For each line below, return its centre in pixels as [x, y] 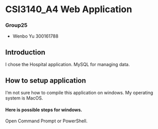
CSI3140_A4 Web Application [69, 9]
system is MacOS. [24, 98]
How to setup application [46, 80]
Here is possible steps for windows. [44, 110]
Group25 [17, 25]
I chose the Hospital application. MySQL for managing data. [68, 64]
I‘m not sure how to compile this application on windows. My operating [79, 93]
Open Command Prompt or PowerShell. [46, 121]
